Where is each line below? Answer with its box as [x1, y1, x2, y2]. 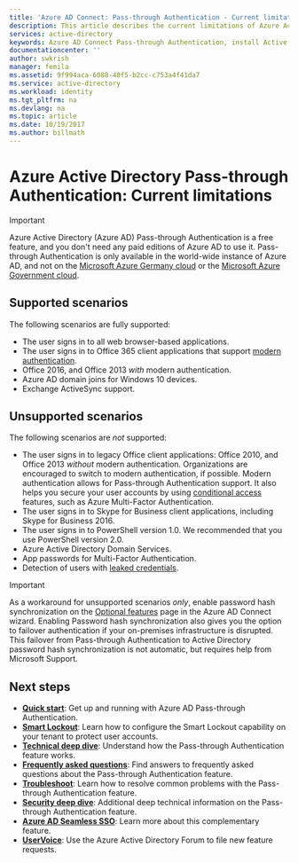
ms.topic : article [9, 112, 77, 121]
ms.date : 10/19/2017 [9, 121, 86, 129]
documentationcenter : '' [9, 46, 101, 55]
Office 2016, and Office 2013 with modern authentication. [21, 365, 232, 375]
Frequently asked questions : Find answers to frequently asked [21, 759, 255, 770]
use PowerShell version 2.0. [21, 534, 124, 545]
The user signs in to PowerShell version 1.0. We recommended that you [21, 525, 283, 536]
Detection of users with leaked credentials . [21, 562, 179, 573]
